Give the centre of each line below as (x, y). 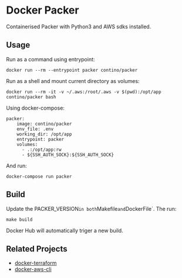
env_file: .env (35, 129)
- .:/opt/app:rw (41, 150)
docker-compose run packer (39, 176)
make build (19, 219)
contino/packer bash (31, 97)
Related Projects (37, 249)
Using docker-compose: (35, 108)
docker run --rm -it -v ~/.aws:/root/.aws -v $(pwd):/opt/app (84, 92)
